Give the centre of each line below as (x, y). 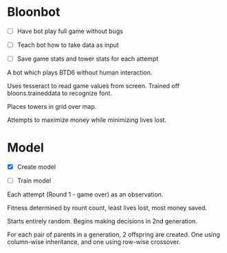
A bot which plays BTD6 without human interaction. (80, 72)
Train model (34, 181)
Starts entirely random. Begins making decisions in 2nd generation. (102, 221)
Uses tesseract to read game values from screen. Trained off (94, 86)
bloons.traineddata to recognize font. (60, 93)
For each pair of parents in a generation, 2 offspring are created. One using (113, 234)
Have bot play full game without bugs (70, 31)
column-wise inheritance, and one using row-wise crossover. (94, 242)
